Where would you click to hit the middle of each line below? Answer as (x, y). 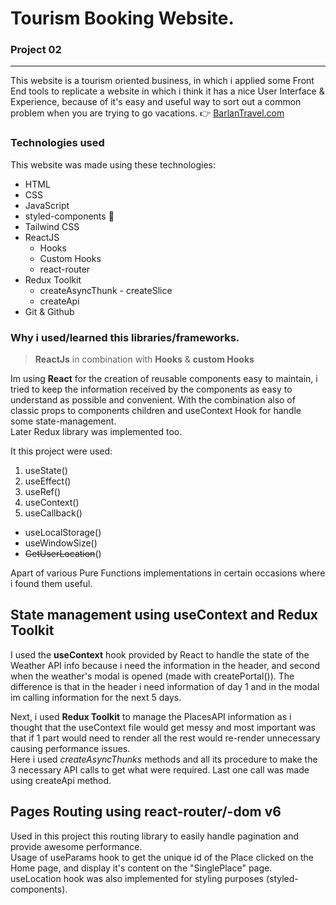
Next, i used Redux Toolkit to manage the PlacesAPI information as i (151, 716)
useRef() (42, 492)
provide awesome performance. (76, 846)
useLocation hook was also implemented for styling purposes (137, 878)
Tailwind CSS (52, 226)
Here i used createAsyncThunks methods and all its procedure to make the (164, 759)
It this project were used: (61, 451)
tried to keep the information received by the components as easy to (151, 389)
